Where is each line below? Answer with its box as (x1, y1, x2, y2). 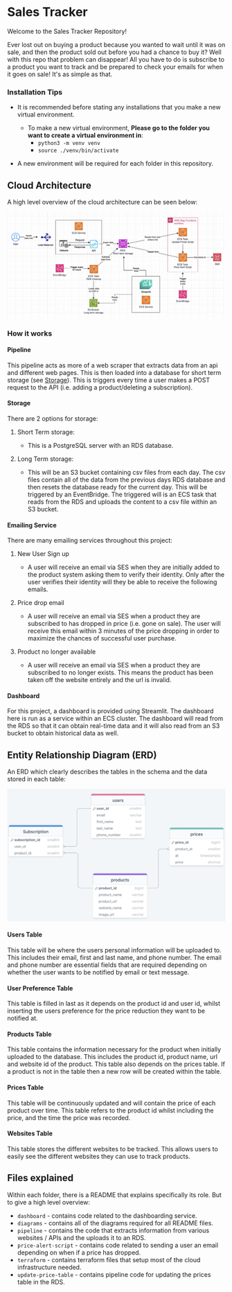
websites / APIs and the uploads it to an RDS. (17, 1233, 147, 1241)
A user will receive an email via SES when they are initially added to (27, 563, 220, 572)
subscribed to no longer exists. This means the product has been (27, 668, 213, 676)
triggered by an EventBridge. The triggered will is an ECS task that (27, 490, 217, 498)
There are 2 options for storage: (7, 414, 98, 423)
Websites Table (7, 1129, 53, 1137)
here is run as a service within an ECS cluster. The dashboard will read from (7, 715, 224, 723)
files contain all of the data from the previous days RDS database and (27, 475, 226, 484)
